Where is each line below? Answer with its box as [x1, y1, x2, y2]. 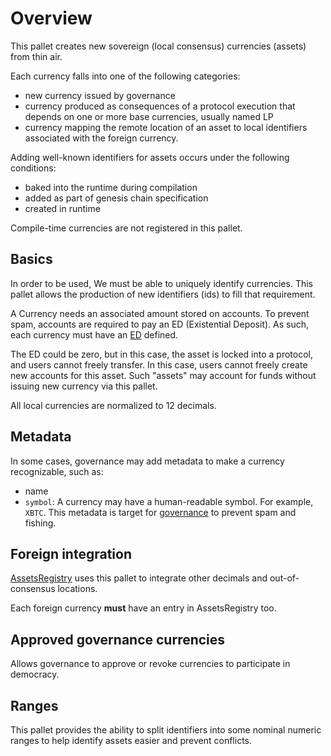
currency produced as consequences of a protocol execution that [24, 100, 296, 112]
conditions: [10, 162, 57, 174]
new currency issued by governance [24, 89, 176, 101]
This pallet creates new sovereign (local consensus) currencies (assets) [10, 40, 307, 52]
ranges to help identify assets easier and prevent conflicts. [10, 735, 253, 746]
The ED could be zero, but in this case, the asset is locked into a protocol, [10, 348, 313, 360]
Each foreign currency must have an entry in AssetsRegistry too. [10, 602, 277, 614]
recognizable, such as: [10, 465, 104, 477]
